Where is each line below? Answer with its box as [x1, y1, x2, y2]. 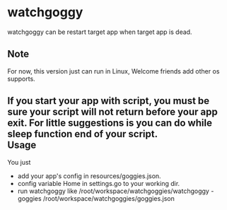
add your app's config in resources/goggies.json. [17, 171, 161, 180]
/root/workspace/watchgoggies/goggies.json [42, 194, 175, 202]
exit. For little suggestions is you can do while [7, 117, 212, 129]
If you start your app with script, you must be [7, 95, 210, 107]
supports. [7, 74, 35, 83]
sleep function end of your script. [7, 128, 158, 140]
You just [7, 158, 31, 166]
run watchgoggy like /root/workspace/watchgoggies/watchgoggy [17, 187, 210, 195]
